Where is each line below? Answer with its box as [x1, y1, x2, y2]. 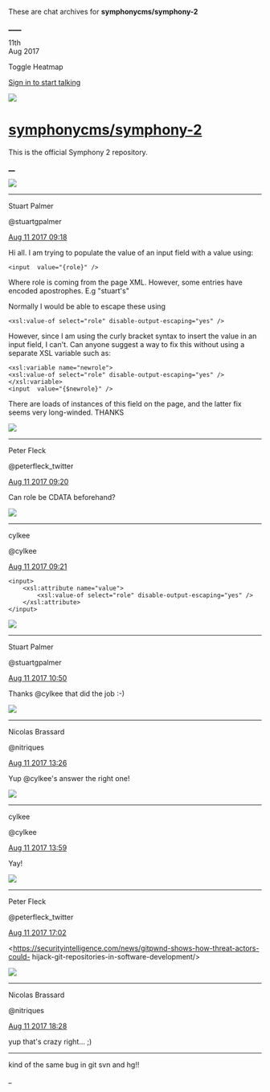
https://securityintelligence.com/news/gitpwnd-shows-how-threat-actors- [13, 943, 260, 953]
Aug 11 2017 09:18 [8, 232, 67, 242]
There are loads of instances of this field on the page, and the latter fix [8, 399, 243, 408]
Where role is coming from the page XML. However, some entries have [8, 277, 243, 287]
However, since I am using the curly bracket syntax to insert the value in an [8, 331, 257, 341]
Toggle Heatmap [8, 62, 63, 72]
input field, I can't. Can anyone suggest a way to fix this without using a [8, 339, 245, 349]
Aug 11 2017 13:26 [8, 758, 67, 767]
